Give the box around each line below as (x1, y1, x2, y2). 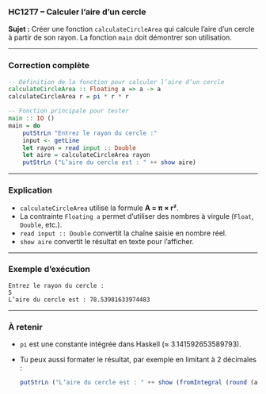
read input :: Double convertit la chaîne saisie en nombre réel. (19, 228, 227, 238)
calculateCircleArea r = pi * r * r (8, 93, 129, 101)
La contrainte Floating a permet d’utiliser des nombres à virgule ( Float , (19, 211, 254, 220)
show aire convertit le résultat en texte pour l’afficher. (19, 236, 195, 246)
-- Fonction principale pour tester (8, 107, 129, 115)
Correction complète (8, 60, 89, 71)
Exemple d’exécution (8, 264, 91, 275)
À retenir (8, 321, 43, 332)
